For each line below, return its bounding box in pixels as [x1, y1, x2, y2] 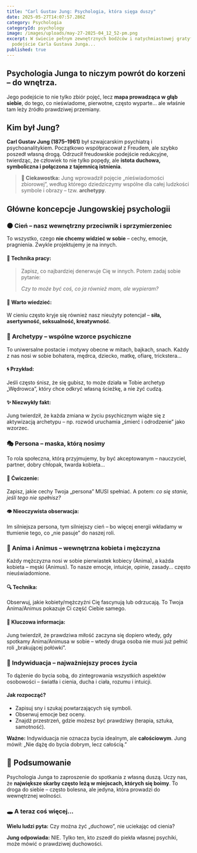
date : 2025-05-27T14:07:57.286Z [6, 14, 85, 20]
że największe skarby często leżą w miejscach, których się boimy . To [6, 780, 178, 787]
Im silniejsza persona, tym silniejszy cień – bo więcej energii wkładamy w [6, 523, 183, 530]
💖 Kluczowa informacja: [6, 618, 66, 625]
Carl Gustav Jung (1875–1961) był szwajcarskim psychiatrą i [6, 138, 153, 145]
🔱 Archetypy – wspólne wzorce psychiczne [6, 333, 132, 341]
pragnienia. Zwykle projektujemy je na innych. [6, 241, 117, 248]
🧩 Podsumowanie [6, 758, 72, 768]
